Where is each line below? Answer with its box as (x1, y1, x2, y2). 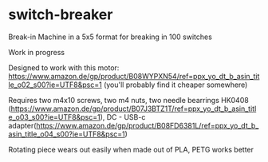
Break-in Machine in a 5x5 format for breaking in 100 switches (8, 32, 213, 41)
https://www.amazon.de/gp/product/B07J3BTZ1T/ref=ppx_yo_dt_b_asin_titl (10, 104, 257, 113)
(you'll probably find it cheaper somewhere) (103, 80, 248, 89)
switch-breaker (8, 6, 113, 24)
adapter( (8, 121, 37, 130)
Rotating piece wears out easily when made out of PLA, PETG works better (8, 144, 254, 154)
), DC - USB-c (100, 112, 146, 121)
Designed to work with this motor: (8, 62, 120, 73)
